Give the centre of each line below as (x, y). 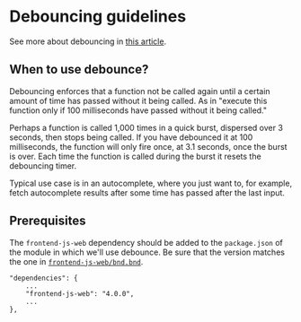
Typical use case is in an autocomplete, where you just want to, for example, (151, 183)
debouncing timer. (43, 165)
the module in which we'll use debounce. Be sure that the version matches (147, 252)
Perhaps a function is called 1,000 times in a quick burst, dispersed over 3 (146, 127)
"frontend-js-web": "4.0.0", (80, 293)
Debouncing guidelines (98, 17)
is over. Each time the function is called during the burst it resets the (136, 156)
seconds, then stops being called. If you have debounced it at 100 (131, 137)
